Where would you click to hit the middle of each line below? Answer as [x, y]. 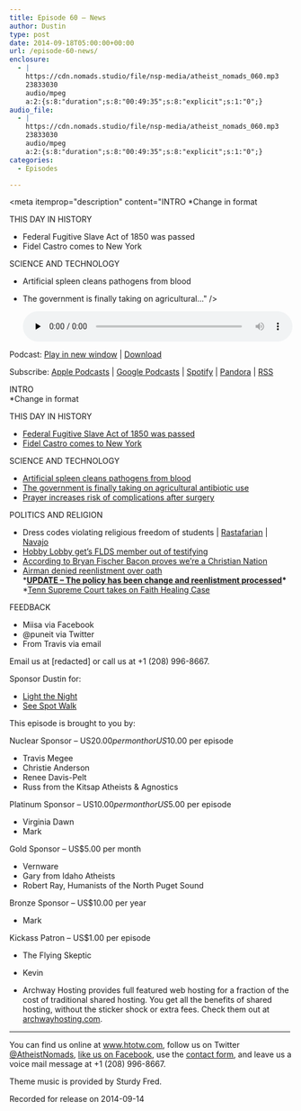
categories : [31, 160]
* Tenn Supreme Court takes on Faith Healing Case [116, 590]
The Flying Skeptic [57, 955]
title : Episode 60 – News [58, 18]
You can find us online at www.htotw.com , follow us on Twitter [124, 1045]
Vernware [40, 867]
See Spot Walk [49, 706]
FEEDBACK [30, 607]
